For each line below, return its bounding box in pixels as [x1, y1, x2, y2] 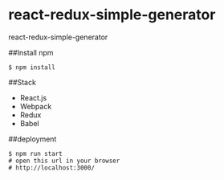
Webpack [19, 101, 52, 111]
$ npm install [8, 63, 56, 72]
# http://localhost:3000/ [8, 163, 95, 172]
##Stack [8, 77, 36, 87]
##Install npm [8, 47, 54, 57]
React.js [19, 92, 47, 102]
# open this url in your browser [8, 157, 120, 165]
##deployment [8, 134, 57, 144]
